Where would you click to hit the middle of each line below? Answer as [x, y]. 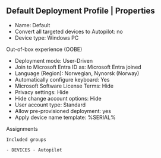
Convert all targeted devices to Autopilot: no [69, 31]
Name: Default [32, 25]
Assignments [22, 128]
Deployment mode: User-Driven [54, 60]
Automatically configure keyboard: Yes [62, 79]
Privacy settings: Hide [42, 92]
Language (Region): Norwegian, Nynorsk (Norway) [77, 73]
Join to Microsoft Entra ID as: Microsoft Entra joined [78, 67]
